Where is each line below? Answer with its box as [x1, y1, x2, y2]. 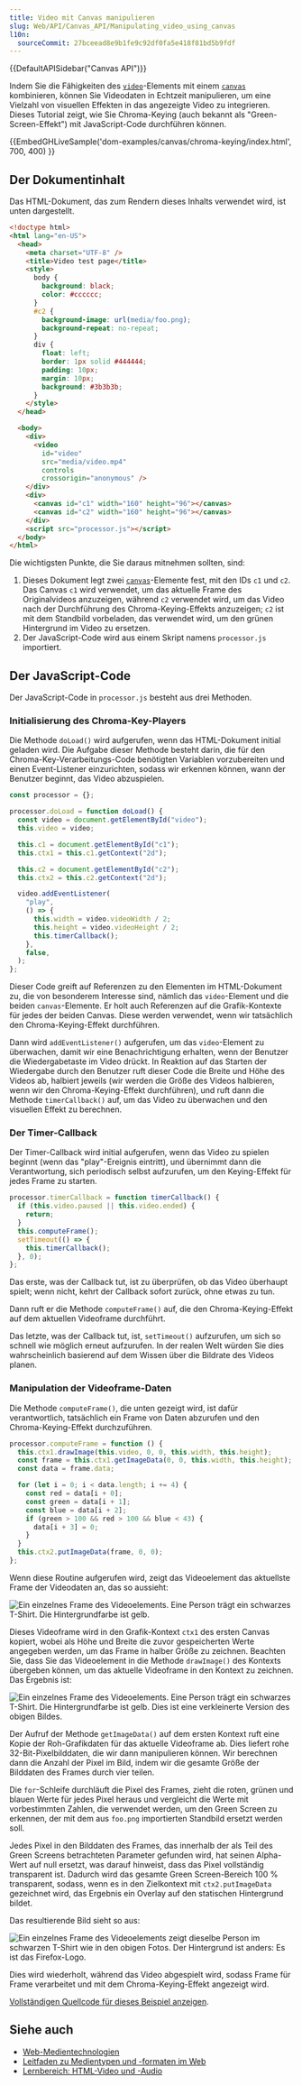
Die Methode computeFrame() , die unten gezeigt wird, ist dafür [9, 1402, 239, 1413]
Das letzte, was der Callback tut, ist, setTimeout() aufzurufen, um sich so [9, 1331, 281, 1342]
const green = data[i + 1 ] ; [25, 1497, 131, 1506]
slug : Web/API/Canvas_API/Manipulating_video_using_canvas [9, 22, 236, 31]
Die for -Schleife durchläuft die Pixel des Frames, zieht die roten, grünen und [9, 1784, 294, 1795]
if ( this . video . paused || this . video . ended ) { [17, 1201, 196, 1211]
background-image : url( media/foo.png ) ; [41, 315, 192, 325]
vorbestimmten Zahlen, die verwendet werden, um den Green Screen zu [9, 1803, 278, 1814]
